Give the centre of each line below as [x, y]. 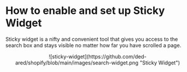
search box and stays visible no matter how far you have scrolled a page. [93, 45]
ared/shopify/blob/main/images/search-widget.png [77, 63]
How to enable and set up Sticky [85, 11]
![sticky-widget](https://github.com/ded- [98, 56]
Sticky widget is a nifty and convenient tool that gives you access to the [92, 39]
